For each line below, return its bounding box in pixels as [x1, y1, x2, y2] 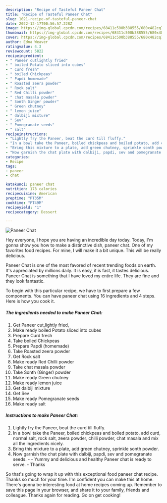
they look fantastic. [5, 278, 45, 284]
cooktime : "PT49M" [5, 200, 44, 205]
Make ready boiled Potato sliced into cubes [12, 327, 102, 333]
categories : [5, 154, 30, 159]
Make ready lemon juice [12, 380, 62, 386]
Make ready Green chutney [12, 375, 69, 381]
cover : [5, 35, 19, 40]
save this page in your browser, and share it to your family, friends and [5, 487, 150, 493]
